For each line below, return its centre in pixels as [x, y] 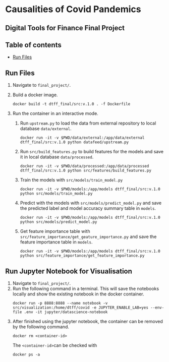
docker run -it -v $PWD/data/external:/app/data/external [82, 138]
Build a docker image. [35, 95]
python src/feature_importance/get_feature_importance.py [82, 256]
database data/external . [46, 129]
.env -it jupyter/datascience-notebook [66, 312]
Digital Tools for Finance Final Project [65, 28]
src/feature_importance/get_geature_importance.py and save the [88, 237]
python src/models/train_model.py [56, 194]
